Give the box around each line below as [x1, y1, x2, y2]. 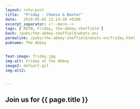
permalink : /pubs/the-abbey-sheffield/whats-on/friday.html [5, 36, 136, 41]
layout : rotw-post [5, 7, 44, 13]
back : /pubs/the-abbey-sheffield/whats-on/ [5, 31, 99, 36]
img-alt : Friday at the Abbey [5, 59, 70, 64]
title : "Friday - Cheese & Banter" [5, 12, 83, 17]
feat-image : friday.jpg [5, 53, 56, 59]
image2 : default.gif [5, 63, 49, 68]
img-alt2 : [5, 68, 26, 73]
